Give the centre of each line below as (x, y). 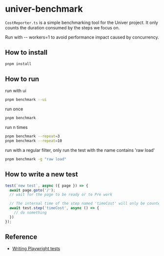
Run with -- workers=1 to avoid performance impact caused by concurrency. (82, 37)
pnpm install (18, 64)
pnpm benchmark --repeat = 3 (32, 136)
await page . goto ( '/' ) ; (32, 190)
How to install (26, 53)
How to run (22, 79)
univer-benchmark (44, 9)
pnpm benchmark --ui (26, 100)
